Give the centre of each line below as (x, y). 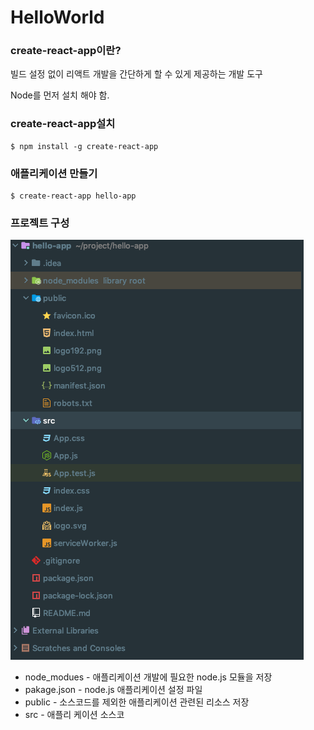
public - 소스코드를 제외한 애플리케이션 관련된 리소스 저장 (137, 702)
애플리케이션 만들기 (54, 173)
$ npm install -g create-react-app (84, 146)
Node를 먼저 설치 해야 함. (60, 95)
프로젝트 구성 (40, 223)
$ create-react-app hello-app (73, 196)
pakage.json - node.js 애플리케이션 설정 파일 (113, 690)
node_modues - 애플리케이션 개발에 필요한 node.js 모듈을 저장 (148, 677)
